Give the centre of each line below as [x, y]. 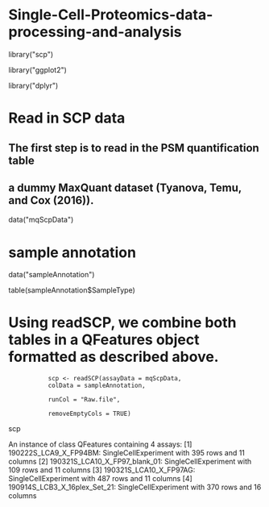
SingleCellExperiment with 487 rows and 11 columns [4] [101, 479]
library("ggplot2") [37, 69]
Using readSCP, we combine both [122, 323]
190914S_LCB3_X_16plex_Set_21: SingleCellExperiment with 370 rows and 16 [135, 487]
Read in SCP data [67, 118]
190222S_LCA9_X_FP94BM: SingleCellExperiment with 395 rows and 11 [127, 453]
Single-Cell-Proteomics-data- [111, 15]
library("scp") [31, 54]
